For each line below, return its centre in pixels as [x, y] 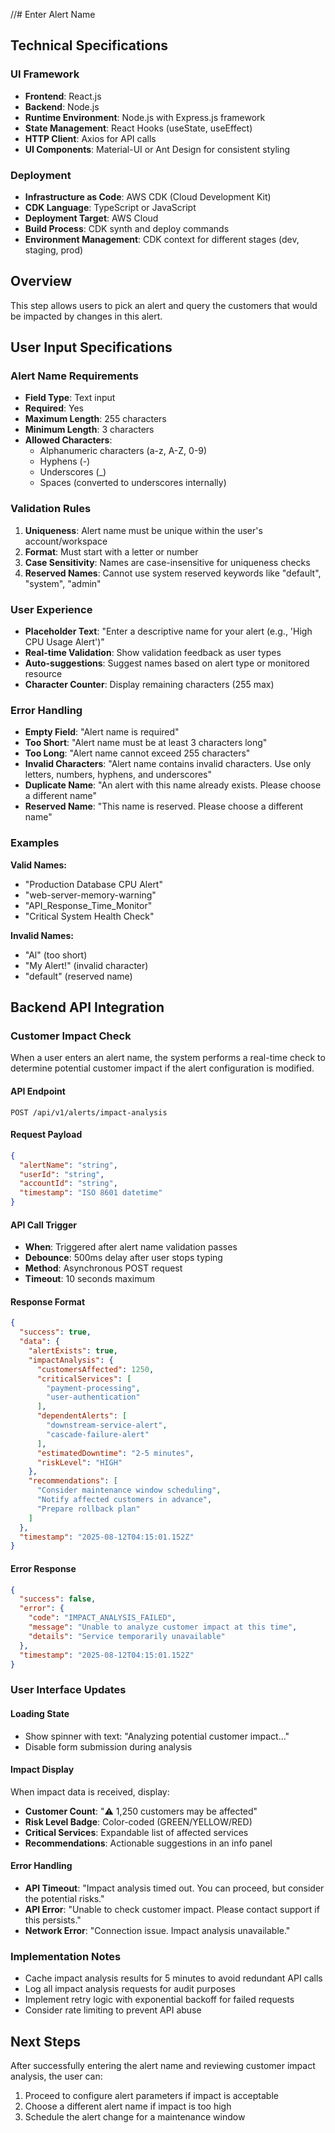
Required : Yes [54, 408]
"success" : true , [55, 1332]
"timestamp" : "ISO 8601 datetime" [91, 1193]
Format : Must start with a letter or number [111, 551]
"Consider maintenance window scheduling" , [129, 1490]
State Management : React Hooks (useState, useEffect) [138, 128]
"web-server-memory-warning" [90, 895]
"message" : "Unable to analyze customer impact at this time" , [163, 1627]
